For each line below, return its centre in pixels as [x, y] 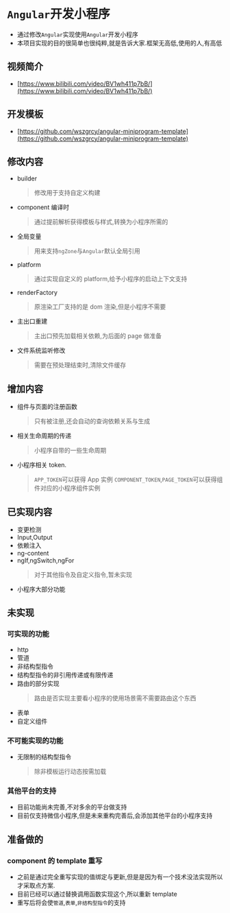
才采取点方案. [36, 885]
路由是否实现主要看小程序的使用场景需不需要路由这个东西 [115, 698]
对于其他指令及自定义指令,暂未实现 [83, 574]
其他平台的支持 [32, 791]
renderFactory [37, 293]
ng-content [33, 553]
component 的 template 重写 [55, 860]
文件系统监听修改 [41, 351]
